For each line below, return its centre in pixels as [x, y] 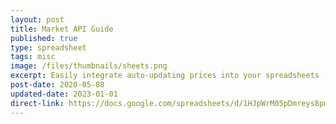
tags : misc [33, 57]
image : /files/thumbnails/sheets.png [89, 66]
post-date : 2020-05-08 [57, 85]
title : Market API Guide [62, 29]
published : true [44, 38]
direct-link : [37, 103]
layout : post [37, 19]
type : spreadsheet [48, 47]
